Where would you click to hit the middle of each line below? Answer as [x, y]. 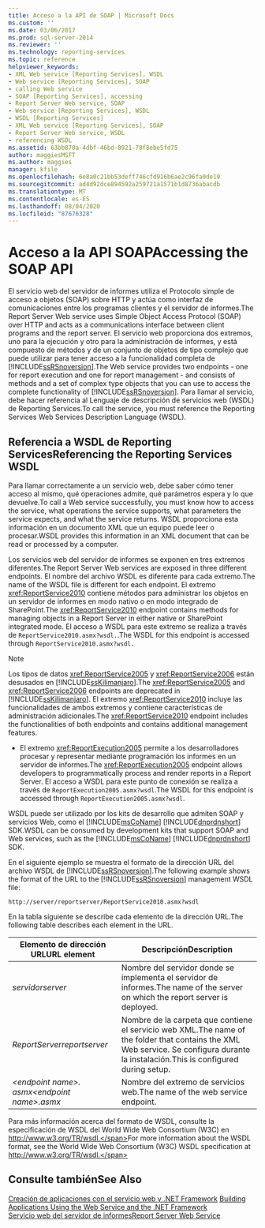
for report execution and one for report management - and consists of [122, 375]
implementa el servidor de [170, 977]
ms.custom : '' [32, 23]
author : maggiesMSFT [42, 155]
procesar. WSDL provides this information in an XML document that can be [129, 536]
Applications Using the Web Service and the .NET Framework [108, 1207]
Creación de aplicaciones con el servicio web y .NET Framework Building [127, 1198]
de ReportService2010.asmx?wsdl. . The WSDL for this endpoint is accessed [129, 635]
